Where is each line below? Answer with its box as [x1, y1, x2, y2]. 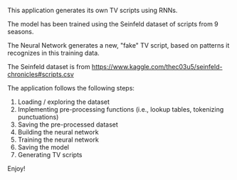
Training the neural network [17, 135, 100, 144]
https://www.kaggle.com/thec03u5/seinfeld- [91, 63, 223, 70]
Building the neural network [17, 128, 99, 136]
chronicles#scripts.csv [7, 70, 75, 78]
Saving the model [17, 143, 70, 152]
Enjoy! [7, 164, 26, 173]
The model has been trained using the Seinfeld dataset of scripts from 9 [7, 20, 218, 28]
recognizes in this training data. [7, 49, 100, 57]
